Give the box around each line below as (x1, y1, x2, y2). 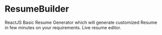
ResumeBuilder (4, 3, 69, 15)
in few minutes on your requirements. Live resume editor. (4, 24, 121, 30)
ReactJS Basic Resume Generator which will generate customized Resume (4, 19, 158, 25)
